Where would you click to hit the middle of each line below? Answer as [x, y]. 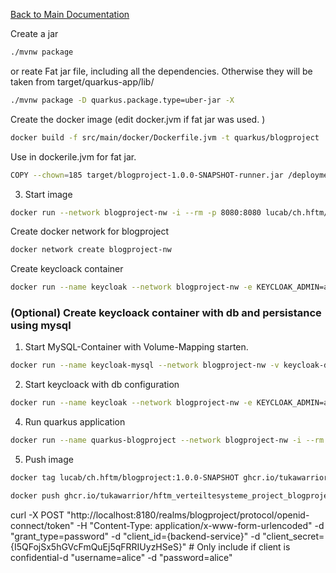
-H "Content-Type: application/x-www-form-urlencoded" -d [200, 525]
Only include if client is [243, 546]
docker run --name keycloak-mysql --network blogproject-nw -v [145, 365]
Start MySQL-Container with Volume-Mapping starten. [136, 347]
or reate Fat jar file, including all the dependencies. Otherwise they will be [161, 71]
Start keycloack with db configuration [102, 385]
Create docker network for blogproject [90, 231]
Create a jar [34, 33]
